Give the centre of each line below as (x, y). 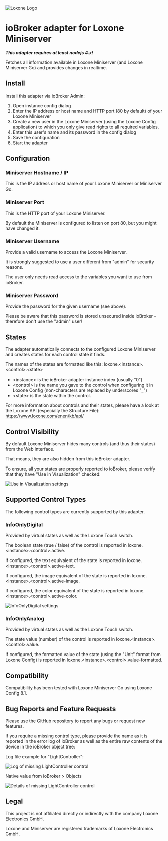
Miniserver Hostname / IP (37, 173)
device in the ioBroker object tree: (40, 746)
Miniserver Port (25, 202)
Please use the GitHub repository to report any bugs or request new (75, 721)
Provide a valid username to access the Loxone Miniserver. (66, 252)
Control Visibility (32, 432)
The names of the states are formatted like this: (54, 364)
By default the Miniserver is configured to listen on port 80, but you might (81, 223)
